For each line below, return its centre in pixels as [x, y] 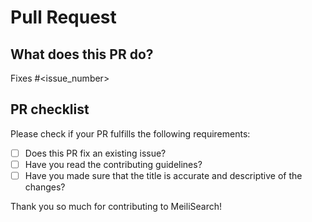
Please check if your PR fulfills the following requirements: [130, 133]
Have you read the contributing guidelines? [113, 164]
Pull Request [63, 17]
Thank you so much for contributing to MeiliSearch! [116, 206]
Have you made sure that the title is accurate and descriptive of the [163, 175]
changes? [45, 187]
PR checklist [50, 109]
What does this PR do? [82, 54]
